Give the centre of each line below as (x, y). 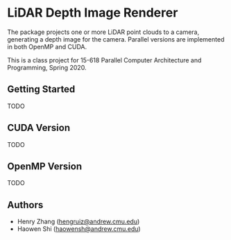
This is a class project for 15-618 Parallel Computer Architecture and (104, 60)
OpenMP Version (45, 166)
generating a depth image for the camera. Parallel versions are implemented (116, 39)
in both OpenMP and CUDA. (47, 46)
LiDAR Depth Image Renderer (93, 13)
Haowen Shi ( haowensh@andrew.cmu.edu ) (79, 229)
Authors (25, 205)
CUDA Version (39, 128)
